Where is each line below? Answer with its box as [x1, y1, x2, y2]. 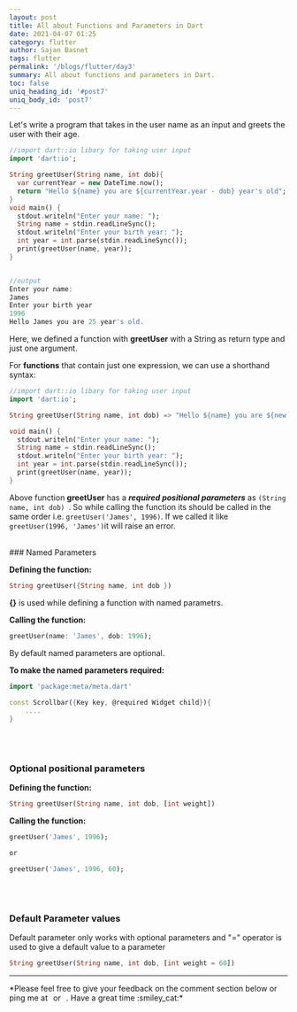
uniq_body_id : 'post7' [9, 95, 93, 104]
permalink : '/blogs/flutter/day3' [9, 63, 137, 72]
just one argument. [9, 343, 78, 353]
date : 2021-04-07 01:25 [9, 29, 97, 38]
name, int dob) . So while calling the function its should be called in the [9, 501, 271, 512]
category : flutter [9, 37, 77, 47]
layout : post [9, 12, 57, 22]
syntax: [9, 369, 36, 380]
